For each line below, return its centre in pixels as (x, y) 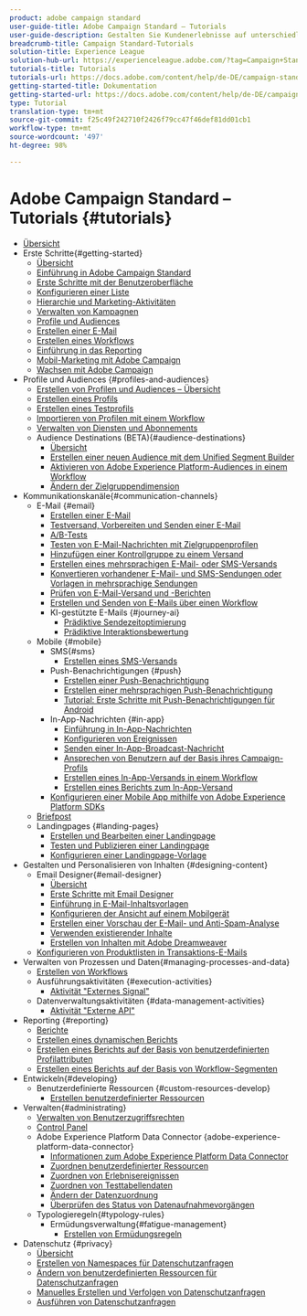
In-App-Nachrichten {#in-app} (107, 719)
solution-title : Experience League (77, 52)
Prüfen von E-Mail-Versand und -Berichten (131, 593)
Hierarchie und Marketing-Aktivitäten (106, 302)
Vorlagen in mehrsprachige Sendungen (124, 583)
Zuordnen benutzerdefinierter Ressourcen (129, 1165)
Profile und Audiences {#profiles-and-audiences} (116, 379)
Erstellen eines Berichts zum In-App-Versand (148, 787)
